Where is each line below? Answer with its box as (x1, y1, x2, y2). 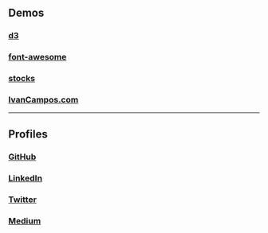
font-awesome (8, 52, 67, 63)
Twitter (8, 194, 37, 205)
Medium (8, 215, 41, 226)
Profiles (8, 127, 48, 141)
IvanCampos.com (8, 95, 79, 106)
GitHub (8, 151, 37, 162)
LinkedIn (8, 173, 42, 184)
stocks (8, 73, 36, 84)
